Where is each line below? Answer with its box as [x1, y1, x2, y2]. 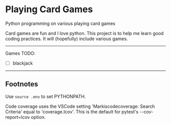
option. [31, 114, 46, 120]
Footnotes [5, 80, 38, 88]
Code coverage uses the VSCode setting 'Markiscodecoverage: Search [5, 103, 155, 109]
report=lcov [5, 114, 30, 120]
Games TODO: [5, 50, 36, 56]
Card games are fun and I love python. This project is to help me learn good [5, 30, 164, 36]
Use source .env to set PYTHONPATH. [5, 93, 86, 100]
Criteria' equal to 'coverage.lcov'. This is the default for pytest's [5, 108, 139, 115]
